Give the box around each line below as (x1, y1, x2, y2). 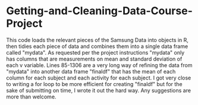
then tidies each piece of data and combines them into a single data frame (6, 43, 188, 50)
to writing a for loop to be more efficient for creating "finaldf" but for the (6, 80, 183, 87)
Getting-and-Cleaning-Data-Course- (6, 4, 193, 18)
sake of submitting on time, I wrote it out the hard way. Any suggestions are (6, 87, 191, 94)
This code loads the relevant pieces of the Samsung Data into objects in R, (6, 36, 189, 43)
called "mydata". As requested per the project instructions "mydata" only (6, 49, 185, 56)
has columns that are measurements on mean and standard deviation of (6, 55, 183, 62)
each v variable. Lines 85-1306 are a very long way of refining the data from (6, 61, 193, 69)
